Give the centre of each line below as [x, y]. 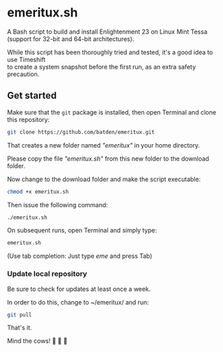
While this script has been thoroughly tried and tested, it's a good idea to [110, 52]
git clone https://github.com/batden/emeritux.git [81, 132]
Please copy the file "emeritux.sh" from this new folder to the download [108, 159]
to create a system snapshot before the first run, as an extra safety [102, 67]
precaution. [23, 74]
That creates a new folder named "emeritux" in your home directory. [104, 145]
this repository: [28, 119]
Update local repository [47, 274]
